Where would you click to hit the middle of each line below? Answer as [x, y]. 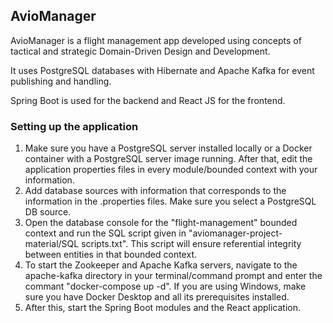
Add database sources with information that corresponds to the [155, 191]
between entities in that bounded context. [110, 255]
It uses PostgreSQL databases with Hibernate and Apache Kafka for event [162, 70]
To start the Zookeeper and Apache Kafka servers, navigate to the [161, 265]
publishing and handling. [61, 81]
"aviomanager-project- [235, 233]
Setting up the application [74, 126]
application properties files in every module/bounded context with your [171, 170]
